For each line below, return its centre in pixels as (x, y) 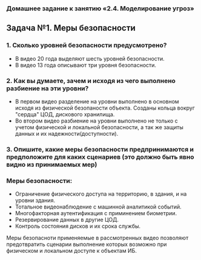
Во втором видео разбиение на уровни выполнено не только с (97, 121)
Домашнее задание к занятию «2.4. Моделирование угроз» (100, 8)
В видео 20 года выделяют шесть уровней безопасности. (90, 58)
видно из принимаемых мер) (52, 164)
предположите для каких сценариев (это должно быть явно (100, 157)
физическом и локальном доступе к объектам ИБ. (72, 251)
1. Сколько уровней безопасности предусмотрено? (87, 45)
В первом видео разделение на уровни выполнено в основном (97, 101)
